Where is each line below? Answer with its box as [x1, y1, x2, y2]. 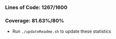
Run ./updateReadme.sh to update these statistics [12, 29, 112, 35]
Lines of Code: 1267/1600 [5, 4, 68, 11]
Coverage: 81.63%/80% [5, 17, 64, 24]
